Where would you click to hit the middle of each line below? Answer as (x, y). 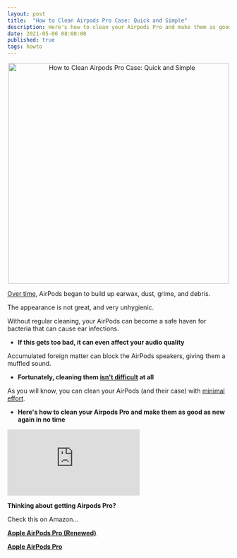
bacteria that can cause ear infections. (63, 328)
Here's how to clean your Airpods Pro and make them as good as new (121, 412)
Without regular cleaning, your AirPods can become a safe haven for (107, 321)
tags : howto (25, 47)
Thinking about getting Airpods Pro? (62, 505)
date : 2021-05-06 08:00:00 (47, 34)
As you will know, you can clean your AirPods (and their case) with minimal (116, 391)
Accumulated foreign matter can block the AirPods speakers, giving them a (116, 356)
